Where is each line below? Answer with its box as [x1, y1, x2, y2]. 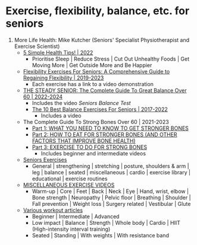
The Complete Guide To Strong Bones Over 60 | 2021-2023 [23, 118, 169, 125]
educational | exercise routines [32, 175, 108, 182]
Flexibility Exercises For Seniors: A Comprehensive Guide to [23, 68, 170, 75]
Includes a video [40, 112, 82, 119]
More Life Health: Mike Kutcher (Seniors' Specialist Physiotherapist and [14, 36, 190, 43]
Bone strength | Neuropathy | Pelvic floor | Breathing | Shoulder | [32, 194, 191, 201]
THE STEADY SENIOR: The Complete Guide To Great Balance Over [23, 87, 187, 94]
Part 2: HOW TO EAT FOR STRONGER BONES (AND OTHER [32, 131, 177, 138]
